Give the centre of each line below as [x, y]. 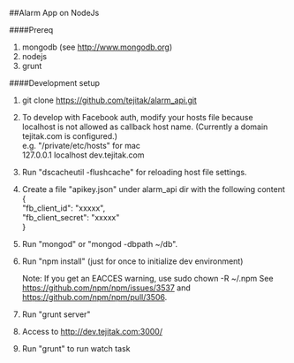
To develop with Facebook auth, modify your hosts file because [137, 117]
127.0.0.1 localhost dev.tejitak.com [83, 155]
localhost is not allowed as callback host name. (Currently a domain [145, 127]
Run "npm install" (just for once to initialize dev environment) [132, 261]
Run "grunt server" [56, 314]
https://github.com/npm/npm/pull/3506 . [94, 297]
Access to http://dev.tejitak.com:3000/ [92, 332]
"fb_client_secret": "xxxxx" [71, 217]
